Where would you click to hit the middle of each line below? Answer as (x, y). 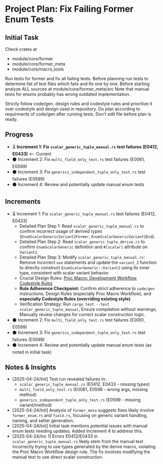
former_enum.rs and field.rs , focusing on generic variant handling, (80, 416)
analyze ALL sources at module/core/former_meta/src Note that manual (77, 89)
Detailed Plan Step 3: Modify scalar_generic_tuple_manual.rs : (82, 257)
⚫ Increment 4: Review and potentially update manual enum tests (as (82, 345)
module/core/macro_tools (38, 69)
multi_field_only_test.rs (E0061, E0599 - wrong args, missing (83, 390)
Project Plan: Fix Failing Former (69, 9)
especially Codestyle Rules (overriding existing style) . (75, 299)
